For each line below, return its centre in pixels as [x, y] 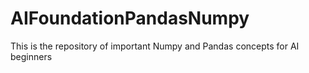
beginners [31, 56]
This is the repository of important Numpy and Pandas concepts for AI [155, 46]
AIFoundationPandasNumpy [130, 18]
